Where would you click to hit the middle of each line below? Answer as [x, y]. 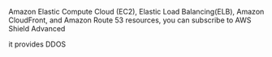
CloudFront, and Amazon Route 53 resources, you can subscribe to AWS [130, 20]
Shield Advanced [37, 28]
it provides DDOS [37, 44]
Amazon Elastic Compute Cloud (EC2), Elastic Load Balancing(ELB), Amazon [136, 12]
